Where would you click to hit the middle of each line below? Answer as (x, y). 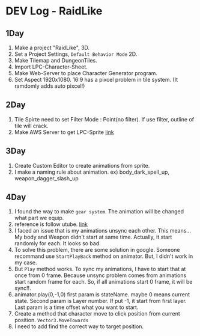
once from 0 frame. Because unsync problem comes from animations (100, 275)
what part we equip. (39, 218)
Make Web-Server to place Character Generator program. (86, 73)
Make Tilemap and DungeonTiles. (56, 60)
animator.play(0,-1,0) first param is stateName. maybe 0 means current (102, 295)
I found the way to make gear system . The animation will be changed (99, 212)
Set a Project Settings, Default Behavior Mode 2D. (76, 54)
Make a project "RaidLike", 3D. (52, 47)
